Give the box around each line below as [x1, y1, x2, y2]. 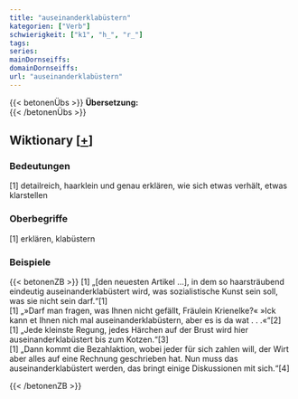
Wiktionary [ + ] [9, 133, 93, 148]
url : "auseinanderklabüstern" [9, 72, 124, 81]
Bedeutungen [9, 160, 70, 173]
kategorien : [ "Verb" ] [9, 22, 91, 31]
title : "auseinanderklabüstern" [9, 13, 131, 23]
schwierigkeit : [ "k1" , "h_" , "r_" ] [9, 30, 144, 39]
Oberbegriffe [9, 213, 68, 225]
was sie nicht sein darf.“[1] [9, 296, 108, 307]
